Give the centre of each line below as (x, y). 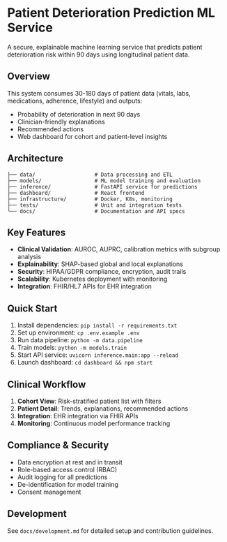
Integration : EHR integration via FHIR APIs (78, 416)
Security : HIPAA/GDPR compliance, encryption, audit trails (102, 272)
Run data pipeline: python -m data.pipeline (80, 340)
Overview (29, 76)
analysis (29, 257)
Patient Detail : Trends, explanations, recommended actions (103, 409)
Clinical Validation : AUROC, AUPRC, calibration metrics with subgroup (119, 249)
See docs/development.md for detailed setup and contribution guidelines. (110, 530)
